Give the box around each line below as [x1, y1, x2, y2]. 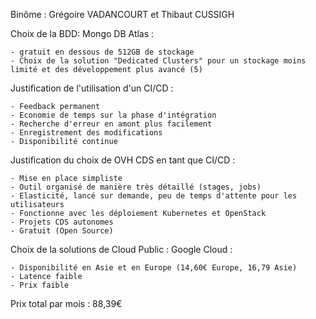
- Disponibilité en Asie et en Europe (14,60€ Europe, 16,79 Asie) [10, 263, 298, 273]
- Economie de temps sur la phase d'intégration [10, 110, 217, 120]
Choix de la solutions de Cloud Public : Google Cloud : [10, 244, 233, 255]
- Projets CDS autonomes [10, 217, 114, 227]
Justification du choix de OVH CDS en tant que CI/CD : [10, 154, 236, 166]
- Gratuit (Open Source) [10, 226, 114, 236]
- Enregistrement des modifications [10, 128, 163, 138]
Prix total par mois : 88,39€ [10, 298, 123, 309]
